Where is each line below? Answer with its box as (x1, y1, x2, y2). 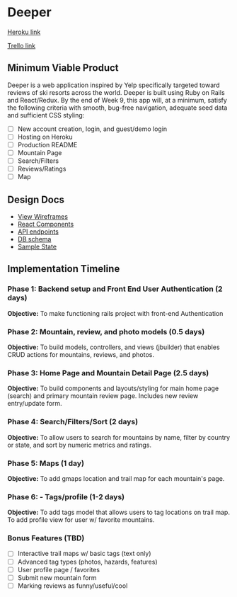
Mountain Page (17, 148, 62, 157)
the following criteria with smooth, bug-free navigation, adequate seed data (7, 103, 228, 112)
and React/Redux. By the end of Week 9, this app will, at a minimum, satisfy (7, 96, 228, 104)
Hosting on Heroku (17, 132, 73, 141)
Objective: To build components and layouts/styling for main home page (7, 384, 219, 393)
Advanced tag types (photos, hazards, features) (17, 557, 158, 566)
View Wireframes (17, 212, 69, 220)
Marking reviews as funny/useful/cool (17, 581, 128, 590)
